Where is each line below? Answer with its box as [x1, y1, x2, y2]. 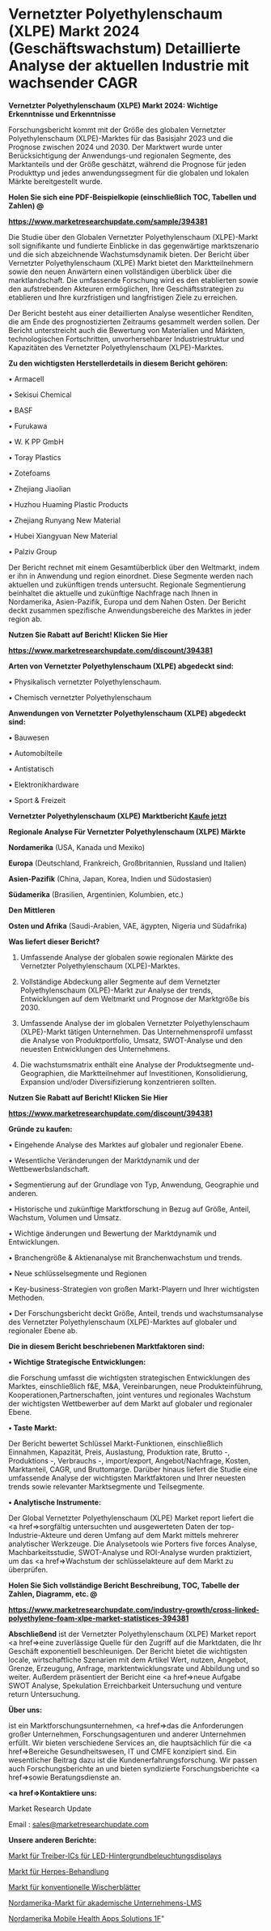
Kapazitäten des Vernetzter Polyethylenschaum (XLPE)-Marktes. [8, 342, 224, 352]
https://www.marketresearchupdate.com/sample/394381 [8, 216, 208, 226]
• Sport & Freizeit [8, 795, 66, 805]
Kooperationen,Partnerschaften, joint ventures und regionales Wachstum [8, 1390, 252, 1399]
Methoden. [8, 1292, 45, 1302]
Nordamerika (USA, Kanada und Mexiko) [8, 842, 146, 852]
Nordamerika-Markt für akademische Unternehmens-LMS [8, 1898, 202, 1908]
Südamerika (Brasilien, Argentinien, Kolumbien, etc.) [8, 889, 184, 899]
